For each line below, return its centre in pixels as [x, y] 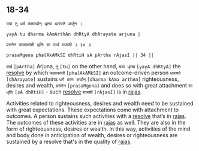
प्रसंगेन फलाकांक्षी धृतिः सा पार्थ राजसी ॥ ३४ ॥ [49, 44]
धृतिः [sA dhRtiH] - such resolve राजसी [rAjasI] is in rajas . [74, 92]
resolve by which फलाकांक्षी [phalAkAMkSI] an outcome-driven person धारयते [94, 73]
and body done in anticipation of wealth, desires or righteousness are [92, 135]
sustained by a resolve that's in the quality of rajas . [69, 141]
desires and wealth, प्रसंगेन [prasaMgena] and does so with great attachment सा [99, 85]
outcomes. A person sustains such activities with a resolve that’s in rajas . [97, 116]
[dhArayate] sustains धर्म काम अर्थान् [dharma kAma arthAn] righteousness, [93, 79]
